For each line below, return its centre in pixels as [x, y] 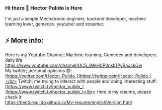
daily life [14, 60]
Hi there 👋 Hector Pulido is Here [44, 8]
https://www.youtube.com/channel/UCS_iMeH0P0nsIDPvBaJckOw [74, 65]
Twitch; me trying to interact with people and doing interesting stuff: [88, 81]
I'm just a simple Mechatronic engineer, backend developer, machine [76, 19]
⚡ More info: [24, 40]
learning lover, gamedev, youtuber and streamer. [55, 24]
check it [13, 97]
